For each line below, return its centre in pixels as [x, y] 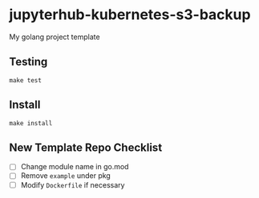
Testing [28, 62]
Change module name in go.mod [75, 167]
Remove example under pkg [65, 176]
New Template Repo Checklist [86, 147]
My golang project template [55, 37]
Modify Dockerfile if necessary [73, 184]
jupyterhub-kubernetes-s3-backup [130, 15]
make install [31, 123]
